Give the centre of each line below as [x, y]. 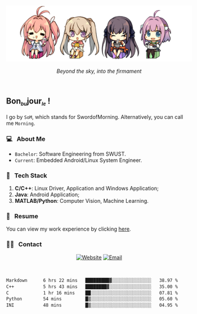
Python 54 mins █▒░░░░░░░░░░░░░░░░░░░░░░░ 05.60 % [92, 299]
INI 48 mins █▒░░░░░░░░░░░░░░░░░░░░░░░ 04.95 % [92, 305]
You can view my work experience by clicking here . [69, 229]
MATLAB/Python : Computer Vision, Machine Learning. [82, 201]
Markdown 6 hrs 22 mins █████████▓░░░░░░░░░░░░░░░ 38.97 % [92, 280]
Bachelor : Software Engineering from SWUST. [70, 154]
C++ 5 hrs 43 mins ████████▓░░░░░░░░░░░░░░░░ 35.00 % [92, 287]
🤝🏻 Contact [24, 244]
